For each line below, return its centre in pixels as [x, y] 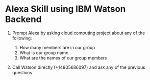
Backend [23, 19]
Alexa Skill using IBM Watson [65, 9]
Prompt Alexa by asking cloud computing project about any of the [78, 33]
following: [22, 38]
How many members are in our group [57, 47]
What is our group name [44, 53]
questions [22, 72]
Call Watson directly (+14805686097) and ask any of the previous [79, 67]
